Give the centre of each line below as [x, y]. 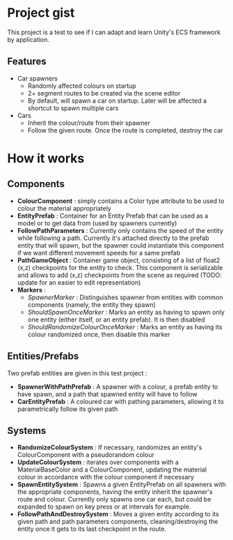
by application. [29, 39]
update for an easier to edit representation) [79, 282]
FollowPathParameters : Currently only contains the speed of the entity [120, 230]
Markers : [32, 290]
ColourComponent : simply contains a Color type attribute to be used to [121, 201]
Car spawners [37, 78]
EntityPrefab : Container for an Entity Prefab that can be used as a [113, 216]
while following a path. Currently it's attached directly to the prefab [113, 238]
